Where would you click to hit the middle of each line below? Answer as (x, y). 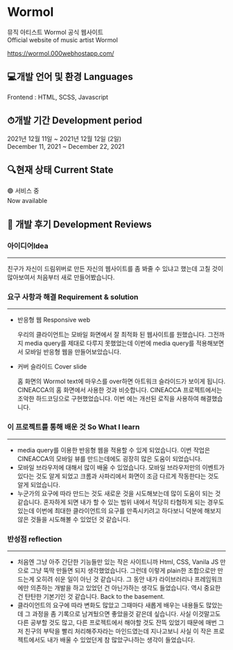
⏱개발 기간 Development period (75, 121)
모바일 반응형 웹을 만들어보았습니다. (73, 352)
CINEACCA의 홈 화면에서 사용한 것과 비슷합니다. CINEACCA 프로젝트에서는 (120, 390)
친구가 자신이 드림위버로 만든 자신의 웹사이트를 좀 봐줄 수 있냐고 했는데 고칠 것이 (115, 269)
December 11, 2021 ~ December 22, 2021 (66, 146)
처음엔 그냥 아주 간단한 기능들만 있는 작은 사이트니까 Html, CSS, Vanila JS (118, 561)
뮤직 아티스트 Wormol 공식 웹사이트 (55, 32)
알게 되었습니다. (38, 484)
